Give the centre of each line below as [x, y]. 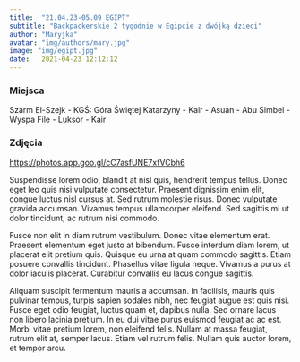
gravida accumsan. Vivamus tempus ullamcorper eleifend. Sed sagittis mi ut [149, 208]
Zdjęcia [26, 142]
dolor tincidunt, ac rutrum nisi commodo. [84, 218]
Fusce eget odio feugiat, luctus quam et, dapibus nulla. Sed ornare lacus [143, 309]
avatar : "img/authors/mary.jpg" [69, 43]
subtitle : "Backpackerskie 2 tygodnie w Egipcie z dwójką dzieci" [136, 26]
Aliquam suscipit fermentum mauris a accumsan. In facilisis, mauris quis [142, 290]
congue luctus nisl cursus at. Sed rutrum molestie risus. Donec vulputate [143, 199]
